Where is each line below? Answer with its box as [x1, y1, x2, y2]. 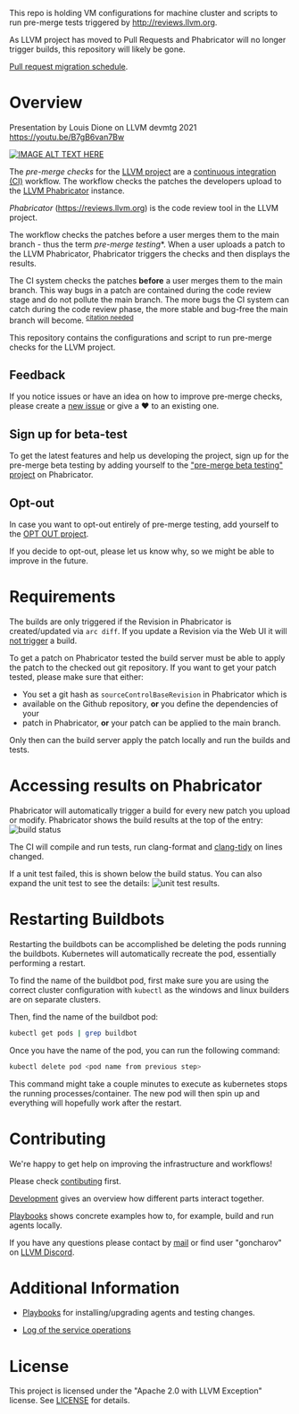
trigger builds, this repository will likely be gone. [9, 44, 186, 55]
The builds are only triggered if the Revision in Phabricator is [9, 616, 232, 627]
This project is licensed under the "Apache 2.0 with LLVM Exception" [9, 1385, 262, 1396]
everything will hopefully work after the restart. [9, 1097, 182, 1108]
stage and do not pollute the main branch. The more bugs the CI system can [9, 294, 290, 305]
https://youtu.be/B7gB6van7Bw [9, 131, 125, 142]
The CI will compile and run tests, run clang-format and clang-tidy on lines [9, 841, 283, 852]
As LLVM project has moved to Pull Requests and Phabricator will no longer [9, 35, 287, 45]
